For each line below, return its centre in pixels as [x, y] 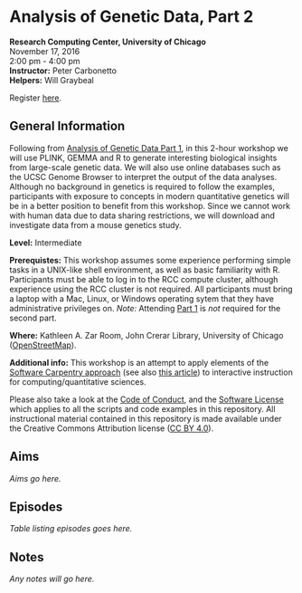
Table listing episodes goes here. [71, 529]
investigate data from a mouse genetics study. [96, 225]
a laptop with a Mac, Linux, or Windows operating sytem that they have [142, 298]
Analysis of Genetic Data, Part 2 [132, 17]
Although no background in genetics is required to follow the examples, [142, 187]
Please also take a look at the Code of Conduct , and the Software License [147, 399]
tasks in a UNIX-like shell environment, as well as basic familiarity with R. [145, 270]
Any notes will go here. [52, 579]
